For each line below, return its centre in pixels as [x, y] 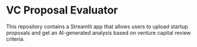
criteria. [16, 39]
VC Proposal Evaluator [62, 10]
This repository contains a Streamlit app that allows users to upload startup [97, 26]
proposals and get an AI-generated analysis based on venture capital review [98, 32]
